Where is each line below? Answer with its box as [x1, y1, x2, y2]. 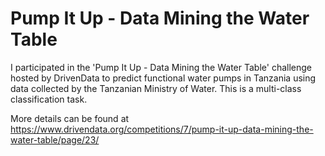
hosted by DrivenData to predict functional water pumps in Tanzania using [10, 72, 317, 84]
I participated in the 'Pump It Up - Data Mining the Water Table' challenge [10, 61, 312, 73]
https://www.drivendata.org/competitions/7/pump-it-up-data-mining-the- [10, 123, 314, 135]
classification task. [10, 93, 88, 105]
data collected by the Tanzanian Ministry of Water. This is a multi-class [10, 82, 302, 94]
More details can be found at [10, 112, 130, 124]
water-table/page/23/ [10, 133, 100, 146]
